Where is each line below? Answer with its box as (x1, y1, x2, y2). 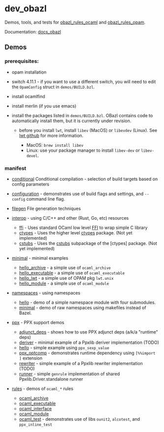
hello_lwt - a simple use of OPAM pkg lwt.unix (19, 275, 114, 281)
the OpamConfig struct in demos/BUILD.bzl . (11, 84, 95, 90)
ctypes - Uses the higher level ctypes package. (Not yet (19, 230, 133, 235)
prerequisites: (4, 58, 39, 65)
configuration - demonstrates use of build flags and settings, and (11, 191, 144, 197)
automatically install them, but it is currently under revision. (11, 118, 132, 124)
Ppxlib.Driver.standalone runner (19, 376, 83, 382)
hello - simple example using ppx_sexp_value (19, 344, 109, 350)
